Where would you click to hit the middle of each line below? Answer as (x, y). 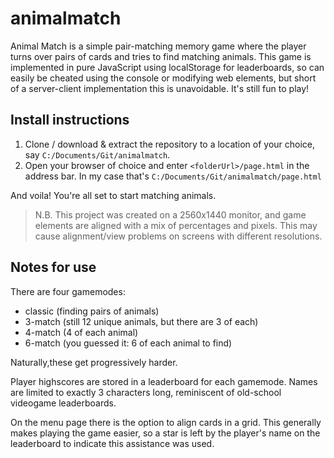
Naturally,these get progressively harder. (94, 362)
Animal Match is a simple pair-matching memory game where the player (158, 46)
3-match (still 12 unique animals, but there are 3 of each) (141, 321)
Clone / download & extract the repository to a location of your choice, (170, 144)
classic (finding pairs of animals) (92, 311)
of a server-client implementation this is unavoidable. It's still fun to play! (160, 88)
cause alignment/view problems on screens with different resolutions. (178, 236)
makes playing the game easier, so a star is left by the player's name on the (165, 433)
